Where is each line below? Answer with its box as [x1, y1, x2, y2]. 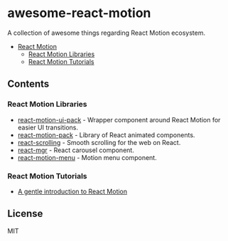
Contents [7, 78, 50, 90]
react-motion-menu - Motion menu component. [17, 153, 158, 161]
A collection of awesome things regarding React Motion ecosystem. [7, 28, 206, 37]
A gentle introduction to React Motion [17, 187, 128, 196]
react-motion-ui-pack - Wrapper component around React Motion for [17, 115, 221, 124]
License [7, 208, 43, 220]
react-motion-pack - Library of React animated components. [17, 130, 195, 139]
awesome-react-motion [7, 5, 151, 21]
